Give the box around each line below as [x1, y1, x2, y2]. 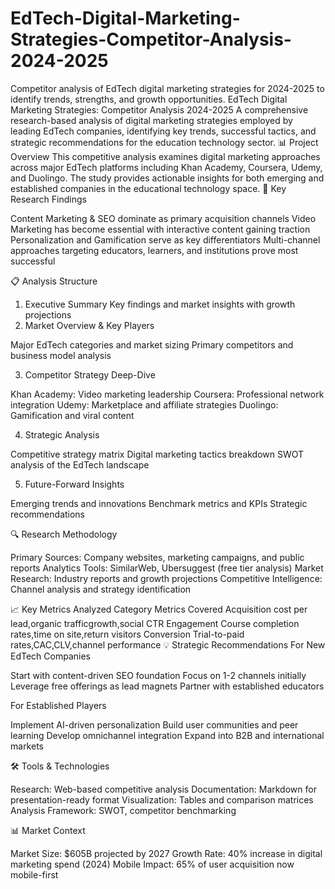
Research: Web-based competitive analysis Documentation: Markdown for [10, 783, 317, 795]
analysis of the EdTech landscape [10, 458, 150, 471]
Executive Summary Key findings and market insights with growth [24, 298, 296, 310]
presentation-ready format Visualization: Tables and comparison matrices [10, 793, 314, 806]
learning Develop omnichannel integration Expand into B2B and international [10, 729, 325, 741]
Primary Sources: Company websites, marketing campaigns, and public [10, 551, 305, 563]
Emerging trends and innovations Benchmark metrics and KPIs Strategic [10, 497, 308, 509]
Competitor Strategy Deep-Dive [24, 368, 156, 381]
